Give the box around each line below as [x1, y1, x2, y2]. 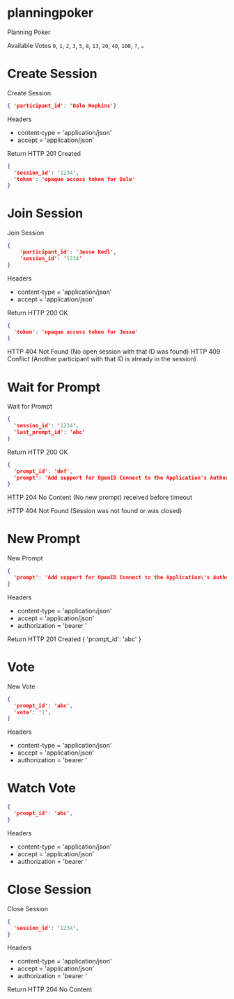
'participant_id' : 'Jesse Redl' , [19, 249, 117, 255]
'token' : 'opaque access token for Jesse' [13, 329, 139, 336]
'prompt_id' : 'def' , [13, 468, 73, 475]
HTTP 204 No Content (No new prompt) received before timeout [7, 493, 193, 502]
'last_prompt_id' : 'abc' [13, 429, 86, 436]
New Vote [7, 682, 36, 691]
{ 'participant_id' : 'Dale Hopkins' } [7, 102, 117, 109]
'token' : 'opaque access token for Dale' [13, 175, 136, 182]
